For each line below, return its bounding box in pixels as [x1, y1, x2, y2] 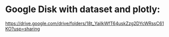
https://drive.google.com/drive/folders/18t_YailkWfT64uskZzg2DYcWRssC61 [5, 20, 164, 26]
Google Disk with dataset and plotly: [5, 4, 160, 15]
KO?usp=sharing [5, 25, 40, 31]
